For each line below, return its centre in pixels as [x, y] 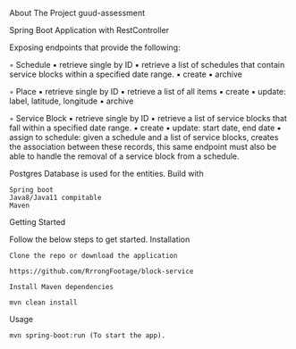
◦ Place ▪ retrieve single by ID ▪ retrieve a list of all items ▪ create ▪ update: [148, 91]
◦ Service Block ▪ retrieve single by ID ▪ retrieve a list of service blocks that [148, 118]
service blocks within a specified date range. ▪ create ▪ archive [126, 74]
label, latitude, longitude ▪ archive [72, 101]
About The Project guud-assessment [77, 13]
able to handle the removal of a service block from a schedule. [124, 156]
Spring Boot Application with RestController [89, 30]
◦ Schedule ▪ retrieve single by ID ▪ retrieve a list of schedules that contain [147, 65]
